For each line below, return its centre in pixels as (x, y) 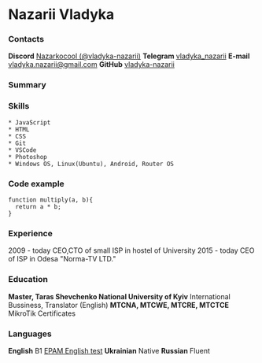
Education (28, 280)
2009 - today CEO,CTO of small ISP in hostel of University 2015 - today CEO (131, 250)
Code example (36, 183)
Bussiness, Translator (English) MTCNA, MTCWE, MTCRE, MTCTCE (119, 305)
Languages (30, 334)
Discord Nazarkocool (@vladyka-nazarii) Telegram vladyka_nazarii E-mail (129, 56)
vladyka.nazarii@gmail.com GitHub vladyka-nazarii (91, 65)
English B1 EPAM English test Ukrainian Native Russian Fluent (109, 350)
